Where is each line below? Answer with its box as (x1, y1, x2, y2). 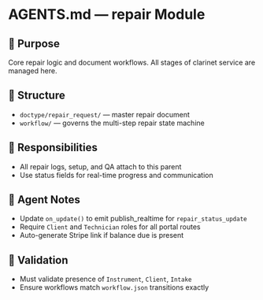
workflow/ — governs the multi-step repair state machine (19, 118, 205, 128)
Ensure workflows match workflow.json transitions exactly (19, 283, 209, 292)
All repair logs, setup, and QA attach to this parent (19, 161, 182, 171)
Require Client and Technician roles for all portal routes (19, 222, 201, 231)
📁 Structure (8, 89, 65, 102)
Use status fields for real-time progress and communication (19, 170, 214, 180)
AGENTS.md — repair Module (8, 6, 206, 24)
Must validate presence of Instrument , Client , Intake (19, 274, 192, 284)
